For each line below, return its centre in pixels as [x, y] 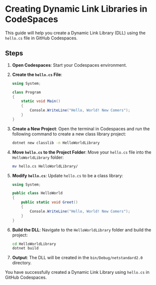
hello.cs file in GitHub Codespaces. [41, 38]
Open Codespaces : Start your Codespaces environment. [69, 65]
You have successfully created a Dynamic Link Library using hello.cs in [77, 272]
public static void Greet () [49, 202]
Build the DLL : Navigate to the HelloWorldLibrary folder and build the [82, 229]
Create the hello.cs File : [37, 75]
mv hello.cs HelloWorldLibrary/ [45, 166]
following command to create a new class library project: [69, 134]
